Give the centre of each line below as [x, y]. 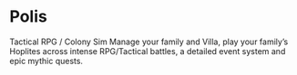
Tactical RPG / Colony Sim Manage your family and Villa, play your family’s [149, 42]
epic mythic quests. [46, 61]
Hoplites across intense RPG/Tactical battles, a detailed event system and [148, 51]
